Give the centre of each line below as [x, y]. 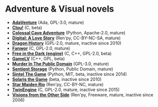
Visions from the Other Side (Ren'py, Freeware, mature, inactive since [83, 95]
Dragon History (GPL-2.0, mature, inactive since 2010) [67, 43]
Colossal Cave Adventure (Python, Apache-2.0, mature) [69, 33]
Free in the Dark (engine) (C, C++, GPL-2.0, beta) [62, 53]
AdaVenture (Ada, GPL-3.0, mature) [48, 22]
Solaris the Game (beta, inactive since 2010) [57, 79]
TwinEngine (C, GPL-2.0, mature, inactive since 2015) [66, 89]
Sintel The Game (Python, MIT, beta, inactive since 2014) [70, 74]
